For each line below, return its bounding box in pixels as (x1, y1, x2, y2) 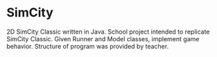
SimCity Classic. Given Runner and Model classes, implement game (6, 34, 200, 43)
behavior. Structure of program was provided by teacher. (6, 42, 169, 50)
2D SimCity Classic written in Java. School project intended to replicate (6, 27, 210, 36)
